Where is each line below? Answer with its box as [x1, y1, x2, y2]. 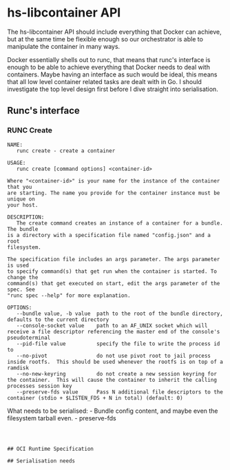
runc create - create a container [16, 147, 116, 154]
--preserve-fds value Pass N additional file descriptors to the [16, 388, 224, 396]
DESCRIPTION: [7, 214, 45, 221]
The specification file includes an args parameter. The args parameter [7, 256, 220, 263]
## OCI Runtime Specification [7, 445, 94, 452]
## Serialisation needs [7, 457, 76, 464]
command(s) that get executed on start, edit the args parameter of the [7, 280, 220, 287]
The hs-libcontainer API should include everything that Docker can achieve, [7, 28, 222, 36]
